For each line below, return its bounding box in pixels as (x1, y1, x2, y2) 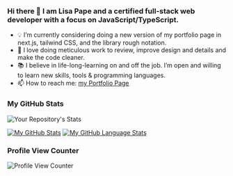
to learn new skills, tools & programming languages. (17, 71, 166, 79)
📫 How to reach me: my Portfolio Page (17, 79, 130, 88)
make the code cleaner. (17, 54, 85, 62)
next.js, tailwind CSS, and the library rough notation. (17, 38, 167, 47)
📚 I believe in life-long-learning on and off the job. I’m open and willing (17, 61, 221, 70)
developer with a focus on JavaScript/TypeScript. (7, 15, 179, 24)
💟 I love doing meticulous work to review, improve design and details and (17, 46, 227, 54)
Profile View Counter (7, 145, 79, 155)
